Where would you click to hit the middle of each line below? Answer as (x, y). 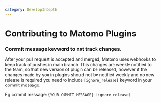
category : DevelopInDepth (31, 9)
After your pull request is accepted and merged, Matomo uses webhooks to (80, 59)
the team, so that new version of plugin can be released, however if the (76, 70)
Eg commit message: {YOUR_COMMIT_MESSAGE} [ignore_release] (68, 95)
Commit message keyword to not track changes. (64, 49)
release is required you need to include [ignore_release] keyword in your (79, 80)
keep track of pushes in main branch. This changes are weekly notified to (78, 65)
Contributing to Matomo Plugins (71, 33)
